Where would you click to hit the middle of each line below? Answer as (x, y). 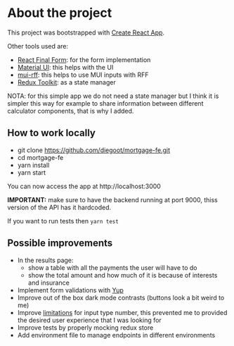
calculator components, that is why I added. (71, 111)
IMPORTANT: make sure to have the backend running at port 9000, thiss (112, 199)
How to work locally (52, 133)
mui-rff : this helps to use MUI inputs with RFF (83, 75)
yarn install (33, 165)
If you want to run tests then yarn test (63, 221)
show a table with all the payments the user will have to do (112, 267)
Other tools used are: (38, 46)
